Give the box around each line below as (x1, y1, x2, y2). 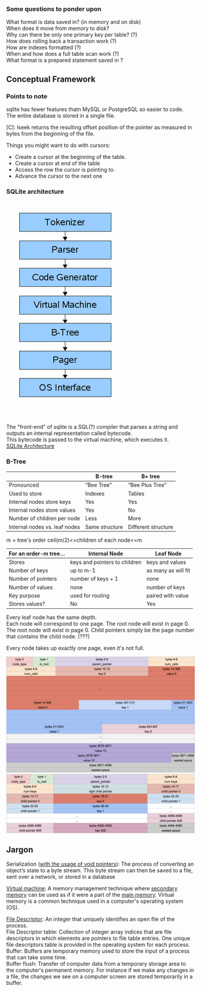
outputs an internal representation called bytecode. (6, 430, 133, 437)
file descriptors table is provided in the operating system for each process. (6, 941, 190, 948)
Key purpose (8, 591, 41, 599)
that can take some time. (6, 954, 67, 961)
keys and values (146, 558, 187, 566)
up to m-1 (70, 567, 96, 574)
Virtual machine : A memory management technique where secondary (6, 885, 178, 892)
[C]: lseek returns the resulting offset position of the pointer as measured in (6, 124, 193, 131)
